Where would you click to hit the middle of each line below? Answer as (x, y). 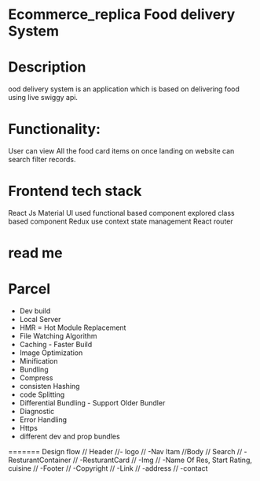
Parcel (29, 289)
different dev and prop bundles (70, 437)
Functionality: (54, 129)
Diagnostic (37, 412)
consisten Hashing (49, 387)
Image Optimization (51, 353)
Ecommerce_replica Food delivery (122, 15)
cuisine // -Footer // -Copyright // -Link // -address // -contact (108, 468)
